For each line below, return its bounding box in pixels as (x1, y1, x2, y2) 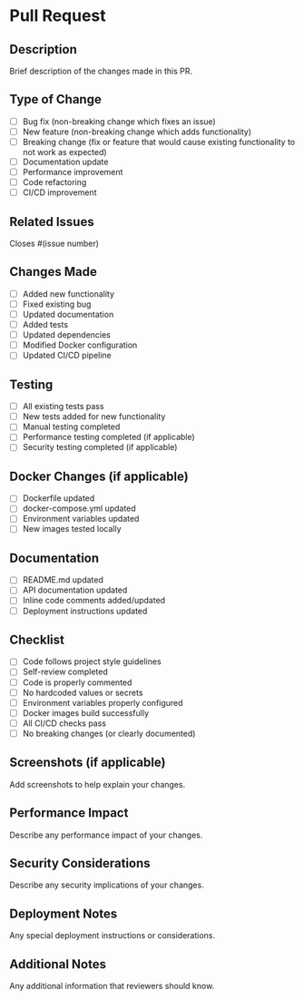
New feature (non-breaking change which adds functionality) (22, 126, 252, 137)
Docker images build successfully (22, 707, 150, 718)
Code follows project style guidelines (22, 656, 162, 667)
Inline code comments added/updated (22, 595, 166, 606)
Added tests (22, 319, 69, 330)
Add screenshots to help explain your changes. (9, 779, 186, 789)
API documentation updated (22, 584, 128, 595)
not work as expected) (22, 147, 107, 157)
